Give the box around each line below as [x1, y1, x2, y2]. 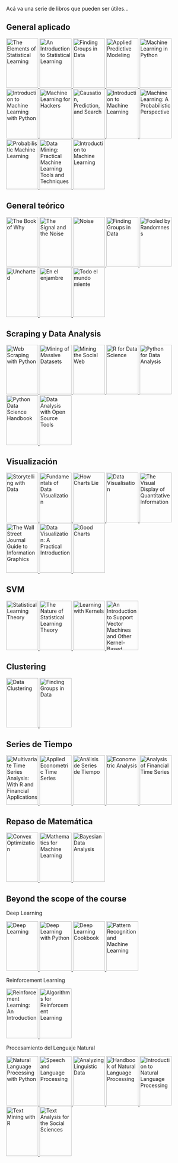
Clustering [6, 662, 46, 672]
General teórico [6, 201, 65, 211]
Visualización [6, 456, 58, 467]
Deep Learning [6, 909, 43, 917]
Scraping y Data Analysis [6, 329, 101, 339]
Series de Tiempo [6, 739, 73, 749]
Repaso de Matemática [6, 817, 93, 827]
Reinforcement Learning [6, 977, 65, 984]
